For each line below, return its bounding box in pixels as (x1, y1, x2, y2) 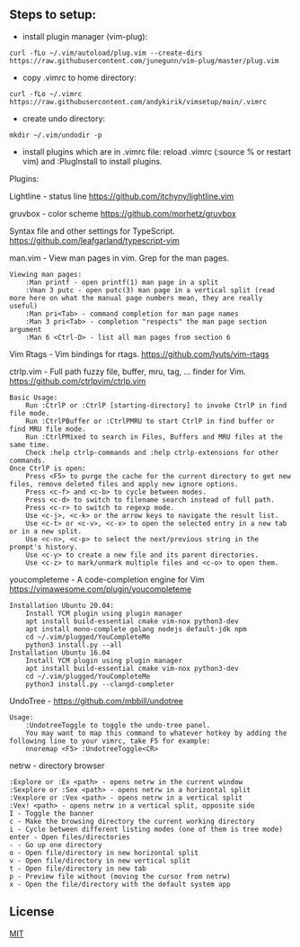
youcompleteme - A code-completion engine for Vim (9, 574, 205, 585)
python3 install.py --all (25, 640, 123, 649)
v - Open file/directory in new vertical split (9, 856, 191, 865)
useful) (9, 301, 39, 310)
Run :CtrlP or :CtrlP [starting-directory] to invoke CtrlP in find (25, 400, 287, 410)
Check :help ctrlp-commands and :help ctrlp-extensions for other (25, 448, 279, 457)
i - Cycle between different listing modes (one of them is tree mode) (9, 825, 283, 834)
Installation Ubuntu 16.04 (9, 648, 110, 657)
